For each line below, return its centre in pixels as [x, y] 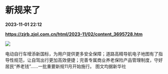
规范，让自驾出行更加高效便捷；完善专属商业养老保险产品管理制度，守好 [88, 60]
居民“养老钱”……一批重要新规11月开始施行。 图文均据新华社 [66, 66]
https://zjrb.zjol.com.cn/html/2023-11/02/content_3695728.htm [74, 34]
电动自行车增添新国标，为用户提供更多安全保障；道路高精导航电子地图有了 [82, 53]
